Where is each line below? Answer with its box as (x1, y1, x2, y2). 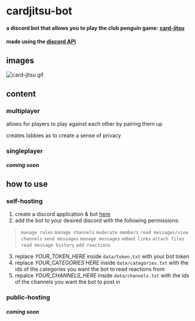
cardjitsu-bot (6, 4, 73, 18)
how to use (6, 178, 48, 189)
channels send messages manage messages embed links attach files (20, 236, 185, 242)
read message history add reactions (20, 243, 111, 249)
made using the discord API (6, 38, 76, 46)
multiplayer (6, 107, 41, 115)
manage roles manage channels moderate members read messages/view (20, 229, 189, 236)
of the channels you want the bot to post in (14, 278, 120, 286)
